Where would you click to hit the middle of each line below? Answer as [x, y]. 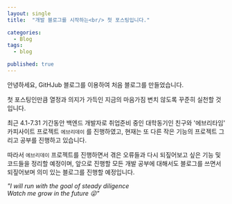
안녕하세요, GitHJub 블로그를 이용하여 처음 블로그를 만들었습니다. [96, 84]
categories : [24, 33]
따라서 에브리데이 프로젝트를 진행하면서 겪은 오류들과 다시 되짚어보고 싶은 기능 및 [114, 155]
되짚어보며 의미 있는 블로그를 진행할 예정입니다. [71, 172]
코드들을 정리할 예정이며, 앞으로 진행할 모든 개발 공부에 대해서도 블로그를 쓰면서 [114, 163]
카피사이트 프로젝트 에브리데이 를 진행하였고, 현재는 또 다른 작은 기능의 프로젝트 [112, 131]
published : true [30, 64]
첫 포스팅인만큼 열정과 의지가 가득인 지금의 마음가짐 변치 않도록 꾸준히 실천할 [111, 99]
